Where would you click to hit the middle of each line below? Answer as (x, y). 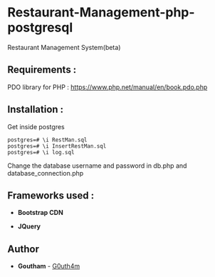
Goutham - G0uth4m (49, 266)
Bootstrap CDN (41, 213)
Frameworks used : (51, 195)
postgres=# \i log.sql (41, 152)
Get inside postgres (36, 126)
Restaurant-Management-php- (101, 12)
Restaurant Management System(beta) (64, 47)
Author (23, 249)
